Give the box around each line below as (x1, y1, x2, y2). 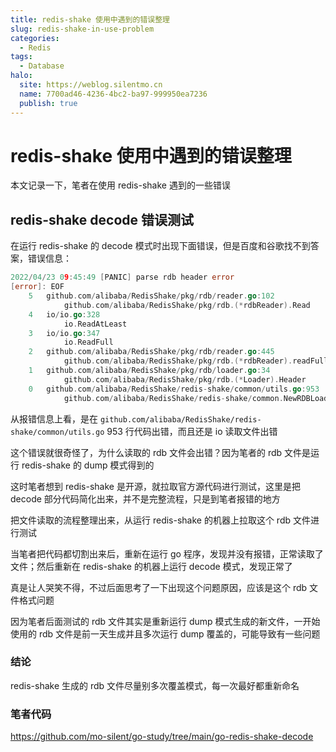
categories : (10, 33, 60, 43)
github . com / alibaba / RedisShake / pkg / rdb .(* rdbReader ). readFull (63, 356, 329, 366)
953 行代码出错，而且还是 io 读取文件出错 (106, 425, 278, 437)
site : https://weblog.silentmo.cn (19, 80, 163, 90)
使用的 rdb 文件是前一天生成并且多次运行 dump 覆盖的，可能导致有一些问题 (10, 627, 321, 640)
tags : (10, 52, 33, 62)
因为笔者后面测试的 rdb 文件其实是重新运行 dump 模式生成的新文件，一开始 (10, 615, 321, 627)
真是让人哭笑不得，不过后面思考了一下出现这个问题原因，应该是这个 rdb (10, 581, 308, 593)
